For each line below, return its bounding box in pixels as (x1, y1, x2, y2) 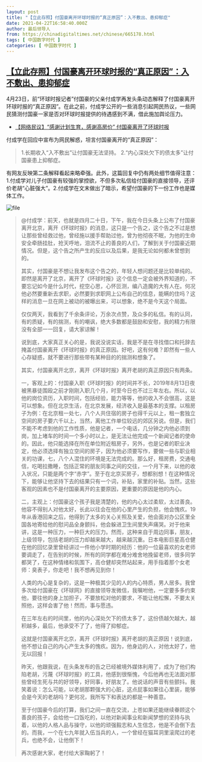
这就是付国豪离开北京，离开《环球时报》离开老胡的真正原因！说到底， (21, 635, 196, 642)
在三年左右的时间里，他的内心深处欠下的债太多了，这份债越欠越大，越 (21, 614, 196, 622)
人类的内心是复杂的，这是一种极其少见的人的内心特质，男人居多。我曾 (21, 579, 196, 586)
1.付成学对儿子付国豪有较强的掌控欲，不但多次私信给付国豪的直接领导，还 (6, 177, 190, 184)
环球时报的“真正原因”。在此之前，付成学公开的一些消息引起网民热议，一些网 (6, 102, 196, 110)
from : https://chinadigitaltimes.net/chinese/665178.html (6, 31, 155, 38)
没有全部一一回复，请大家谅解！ (21, 325, 101, 333)
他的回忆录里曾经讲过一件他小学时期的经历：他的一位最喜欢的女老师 (26, 543, 196, 551)
